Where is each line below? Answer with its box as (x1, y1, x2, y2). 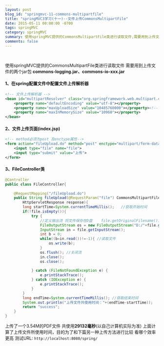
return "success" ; (22, 304, 60, 309)
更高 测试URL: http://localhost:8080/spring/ (5, 335, 98, 341)
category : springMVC (5, 30, 47, 35)
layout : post (5, 7, 32, 12)
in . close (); (40, 255, 64, 259)
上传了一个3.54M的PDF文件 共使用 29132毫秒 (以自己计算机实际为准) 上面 (5, 323, 152, 329)
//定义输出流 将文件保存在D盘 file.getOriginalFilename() (40, 218, 158, 223)
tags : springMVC (5, 25, 38, 30)
